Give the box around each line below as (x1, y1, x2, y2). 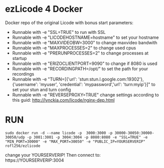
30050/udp (5, 135, 25, 140)
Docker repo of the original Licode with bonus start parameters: (5, 20, 134, 26)
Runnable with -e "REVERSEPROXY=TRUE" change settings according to (12, 92, 159, 98)
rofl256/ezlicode (5, 143, 41, 148)
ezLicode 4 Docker (5, 3, 83, 15)
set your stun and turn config (12, 86, 71, 92)
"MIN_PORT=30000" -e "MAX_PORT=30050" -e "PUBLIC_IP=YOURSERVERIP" (5, 139, 146, 144)
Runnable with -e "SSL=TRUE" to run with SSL (12, 29, 106, 35)
